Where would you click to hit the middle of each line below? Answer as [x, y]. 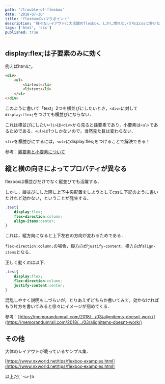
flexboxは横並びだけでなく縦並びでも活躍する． [54, 181]
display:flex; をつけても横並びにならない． [50, 115]
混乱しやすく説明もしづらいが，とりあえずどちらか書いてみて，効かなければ [82, 300]
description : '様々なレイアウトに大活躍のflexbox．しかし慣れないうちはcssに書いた [83, 23]
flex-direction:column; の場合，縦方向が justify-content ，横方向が [74, 246]
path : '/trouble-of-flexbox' [35, 10]
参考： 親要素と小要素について [35, 152]
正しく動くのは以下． [27, 262]
